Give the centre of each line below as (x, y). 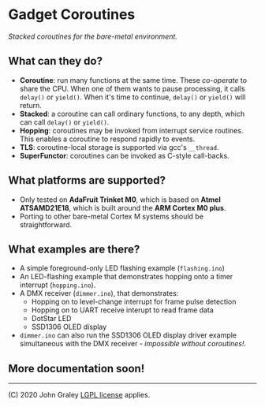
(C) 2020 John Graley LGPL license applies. (79, 395)
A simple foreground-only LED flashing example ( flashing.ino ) (122, 268)
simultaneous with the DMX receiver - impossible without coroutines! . (133, 344)
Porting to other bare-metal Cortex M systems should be (111, 216)
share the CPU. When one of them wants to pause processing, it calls (132, 88)
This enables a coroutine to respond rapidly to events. (107, 139)
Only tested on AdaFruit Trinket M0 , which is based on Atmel (120, 200)
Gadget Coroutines (72, 15)
